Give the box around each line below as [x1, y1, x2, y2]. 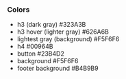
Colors [7, 5, 30, 14]
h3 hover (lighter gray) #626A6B [16, 27, 110, 36]
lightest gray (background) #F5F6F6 [16, 35, 120, 43]
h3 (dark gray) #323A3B [16, 21, 86, 29]
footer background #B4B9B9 [16, 64, 99, 73]
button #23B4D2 [16, 49, 65, 58]
